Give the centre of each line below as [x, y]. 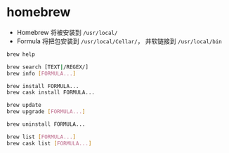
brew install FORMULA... [43, 86]
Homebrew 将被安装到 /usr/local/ [67, 32]
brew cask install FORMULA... [51, 93]
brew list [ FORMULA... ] [41, 137]
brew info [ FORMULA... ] [41, 73]
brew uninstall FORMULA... [46, 124]
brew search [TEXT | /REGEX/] [48, 67]
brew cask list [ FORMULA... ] [49, 143]
